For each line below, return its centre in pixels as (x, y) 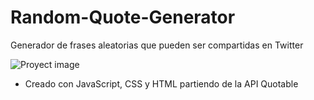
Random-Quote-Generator (123, 17)
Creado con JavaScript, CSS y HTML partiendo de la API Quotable (161, 83)
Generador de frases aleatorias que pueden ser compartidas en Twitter (157, 45)
